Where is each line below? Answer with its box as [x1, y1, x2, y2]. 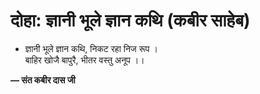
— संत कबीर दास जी [10, 74, 76, 86]
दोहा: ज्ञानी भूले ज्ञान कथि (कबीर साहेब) [10, 9, 251, 32]
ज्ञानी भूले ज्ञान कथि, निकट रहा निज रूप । [24, 42, 158, 54]
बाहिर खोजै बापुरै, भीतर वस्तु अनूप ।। [24, 54, 145, 66]
